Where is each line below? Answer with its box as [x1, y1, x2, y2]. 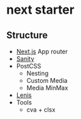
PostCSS [16, 62, 42, 70]
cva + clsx [26, 105, 56, 114]
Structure [6, 29, 48, 41]
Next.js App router [16, 47, 68, 55]
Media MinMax [26, 84, 69, 92]
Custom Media [26, 77, 68, 84]
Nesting [26, 69, 49, 77]
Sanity [16, 55, 35, 63]
